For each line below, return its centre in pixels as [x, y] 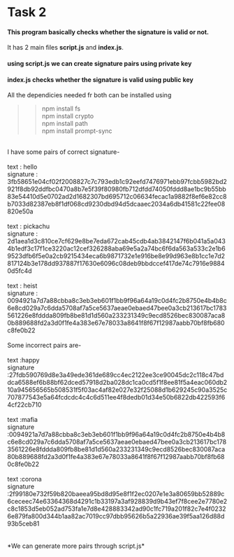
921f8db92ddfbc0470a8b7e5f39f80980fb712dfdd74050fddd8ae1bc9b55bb [117, 189]
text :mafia [23, 420]
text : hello [22, 167]
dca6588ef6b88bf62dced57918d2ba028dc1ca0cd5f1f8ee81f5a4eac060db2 [117, 383]
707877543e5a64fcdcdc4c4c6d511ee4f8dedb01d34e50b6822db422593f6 [116, 397]
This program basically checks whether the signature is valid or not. [108, 31]
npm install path [65, 124]
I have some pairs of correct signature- [64, 152]
